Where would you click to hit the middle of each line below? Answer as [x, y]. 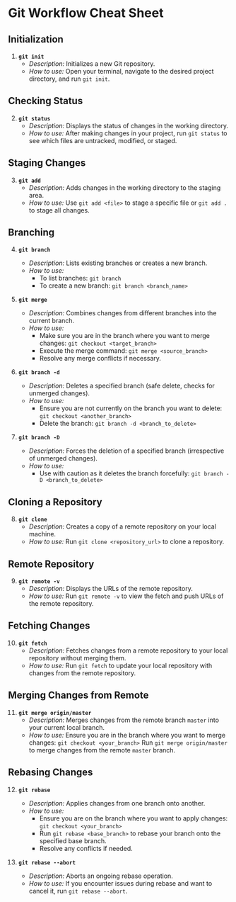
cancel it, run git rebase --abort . [78, 891]
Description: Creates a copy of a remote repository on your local [122, 526]
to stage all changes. [59, 210]
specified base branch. [73, 840]
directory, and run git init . [69, 79]
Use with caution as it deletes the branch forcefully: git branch [131, 473]
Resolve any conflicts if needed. [86, 848]
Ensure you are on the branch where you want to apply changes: [134, 818]
